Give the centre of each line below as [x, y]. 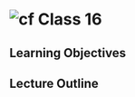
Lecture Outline [54, 83]
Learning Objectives [68, 53]
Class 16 [70, 19]
